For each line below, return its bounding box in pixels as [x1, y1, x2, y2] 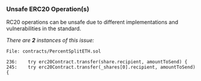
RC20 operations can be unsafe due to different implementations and [6, 19, 179, 26]
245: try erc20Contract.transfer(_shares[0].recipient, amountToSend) [6, 64, 196, 71]
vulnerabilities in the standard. [6, 25, 81, 32]
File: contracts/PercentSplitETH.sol [6, 48, 101, 54]
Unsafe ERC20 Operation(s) [6, 5, 89, 13]
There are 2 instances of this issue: [6, 37, 95, 44]
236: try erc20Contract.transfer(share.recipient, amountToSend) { [6, 59, 188, 65]
